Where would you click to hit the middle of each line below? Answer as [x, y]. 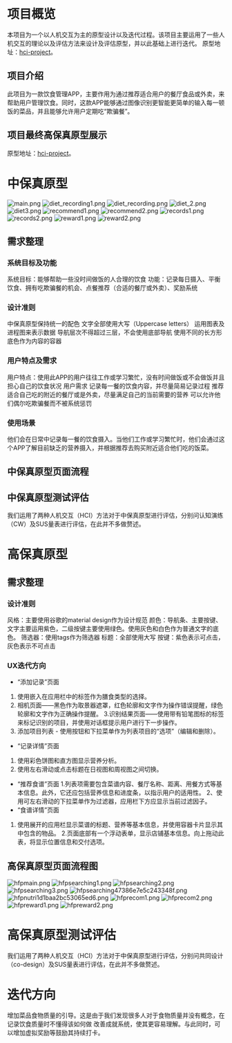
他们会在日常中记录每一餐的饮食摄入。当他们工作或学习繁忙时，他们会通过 [113, 439]
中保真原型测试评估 [48, 497]
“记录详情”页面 [38, 746]
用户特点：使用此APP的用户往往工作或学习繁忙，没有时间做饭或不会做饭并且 [116, 377]
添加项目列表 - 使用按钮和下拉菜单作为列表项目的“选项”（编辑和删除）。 [118, 732]
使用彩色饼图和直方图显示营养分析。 [69, 761]
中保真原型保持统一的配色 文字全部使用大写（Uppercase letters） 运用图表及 [116, 324]
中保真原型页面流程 [48, 472]
